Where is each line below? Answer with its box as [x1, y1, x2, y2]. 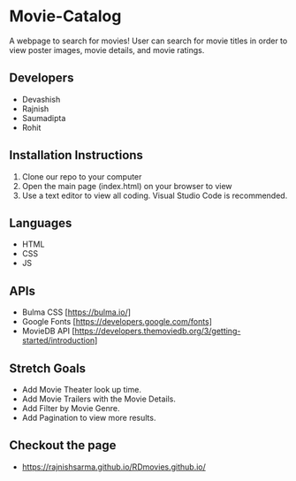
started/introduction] [21, 335, 98, 346]
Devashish [21, 94, 61, 104]
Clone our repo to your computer [21, 171, 142, 182]
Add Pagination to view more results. [21, 413, 156, 423]
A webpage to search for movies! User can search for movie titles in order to [9, 35, 288, 46]
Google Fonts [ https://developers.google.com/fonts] [21, 317, 212, 327]
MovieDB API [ [21, 325, 75, 337]
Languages [9, 215, 72, 231]
